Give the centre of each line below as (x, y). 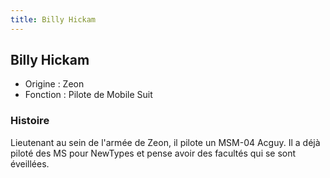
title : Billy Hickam (53, 19)
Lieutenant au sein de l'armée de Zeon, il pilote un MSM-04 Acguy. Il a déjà (165, 142)
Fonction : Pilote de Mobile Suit (88, 95)
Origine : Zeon (54, 84)
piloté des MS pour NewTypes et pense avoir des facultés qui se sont (153, 153)
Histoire (30, 121)
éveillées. (30, 163)
